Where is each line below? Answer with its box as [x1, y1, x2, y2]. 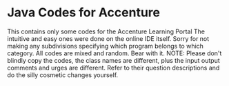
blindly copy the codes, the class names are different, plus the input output [7, 56, 221, 64]
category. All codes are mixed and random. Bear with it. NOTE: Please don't [7, 49, 222, 57]
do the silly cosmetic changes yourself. [7, 70, 119, 79]
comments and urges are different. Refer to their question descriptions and [7, 63, 220, 72]
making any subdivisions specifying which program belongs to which [7, 42, 203, 50]
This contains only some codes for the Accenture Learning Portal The [7, 27, 206, 35]
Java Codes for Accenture [7, 5, 161, 20]
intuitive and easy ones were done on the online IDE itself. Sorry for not [7, 34, 210, 42]
